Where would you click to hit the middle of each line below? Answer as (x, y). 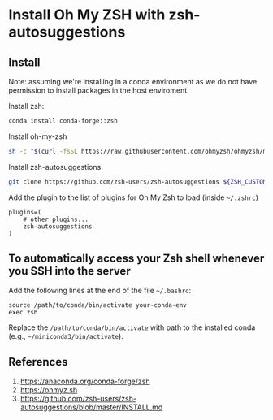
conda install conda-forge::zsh (63, 121)
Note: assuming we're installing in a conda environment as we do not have (133, 82)
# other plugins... (56, 219)
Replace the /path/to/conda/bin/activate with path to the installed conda (132, 327)
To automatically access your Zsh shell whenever (136, 259)
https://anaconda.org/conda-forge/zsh (85, 381)
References (38, 362)
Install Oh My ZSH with (87, 15)
